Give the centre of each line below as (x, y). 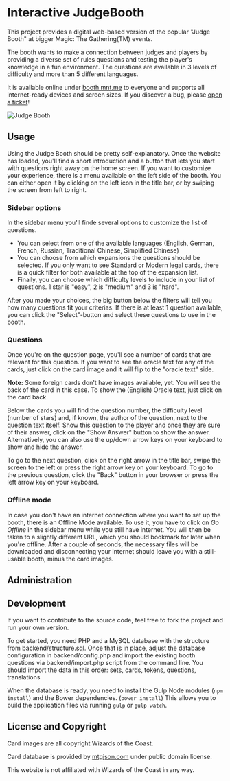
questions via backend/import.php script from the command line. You (105, 662)
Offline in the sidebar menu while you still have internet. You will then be (109, 529)
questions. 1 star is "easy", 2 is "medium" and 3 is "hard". (98, 287)
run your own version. (38, 627)
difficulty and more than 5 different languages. (73, 74)
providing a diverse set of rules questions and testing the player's (100, 59)
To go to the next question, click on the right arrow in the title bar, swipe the (114, 461)
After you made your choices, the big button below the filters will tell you (110, 301)
